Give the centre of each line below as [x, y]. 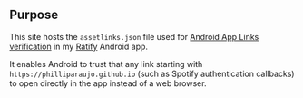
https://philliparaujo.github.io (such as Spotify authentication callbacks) [152, 73]
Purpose [34, 15]
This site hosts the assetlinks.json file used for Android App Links [134, 36]
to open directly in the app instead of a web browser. [108, 83]
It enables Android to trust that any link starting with [106, 64]
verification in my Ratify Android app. [78, 46]
